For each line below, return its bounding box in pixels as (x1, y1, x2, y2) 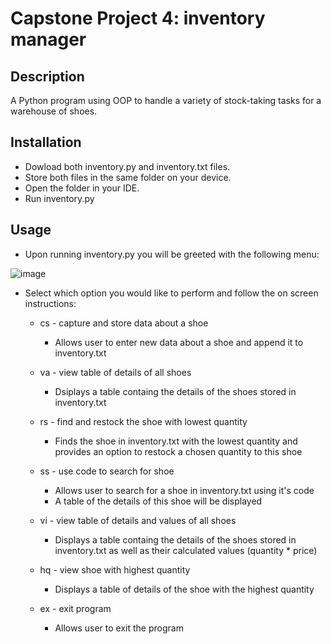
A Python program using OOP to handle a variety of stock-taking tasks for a (10, 95, 322, 106)
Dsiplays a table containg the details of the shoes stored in (54, 385, 297, 397)
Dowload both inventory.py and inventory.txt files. (24, 160, 231, 172)
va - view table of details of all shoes (39, 366, 192, 378)
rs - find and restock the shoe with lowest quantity (39, 415, 248, 427)
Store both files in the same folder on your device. (24, 171, 232, 183)
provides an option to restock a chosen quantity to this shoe (54, 445, 303, 457)
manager (10, 28, 87, 51)
